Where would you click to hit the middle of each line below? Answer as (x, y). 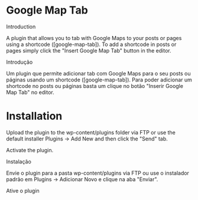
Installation (34, 116)
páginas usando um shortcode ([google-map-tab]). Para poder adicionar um (99, 80)
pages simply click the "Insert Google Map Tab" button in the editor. (89, 50)
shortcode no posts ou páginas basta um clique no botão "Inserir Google (95, 86)
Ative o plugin (23, 191)
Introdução (20, 62)
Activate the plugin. (30, 150)
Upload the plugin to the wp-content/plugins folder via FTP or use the (91, 132)
